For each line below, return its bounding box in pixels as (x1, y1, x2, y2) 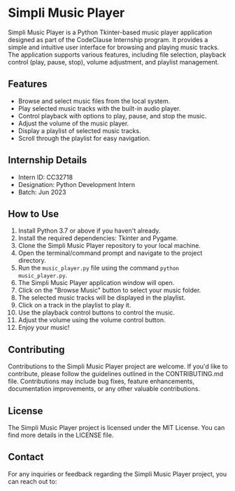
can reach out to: (8, 477, 57, 485)
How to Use (8, 208, 59, 220)
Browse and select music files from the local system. (17, 97, 171, 105)
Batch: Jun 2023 (17, 188, 66, 196)
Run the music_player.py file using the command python (17, 264, 179, 272)
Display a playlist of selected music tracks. (17, 126, 141, 134)
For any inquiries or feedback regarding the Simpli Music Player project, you (8, 469, 227, 478)
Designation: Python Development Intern (17, 180, 136, 188)
